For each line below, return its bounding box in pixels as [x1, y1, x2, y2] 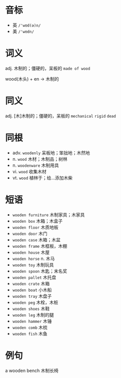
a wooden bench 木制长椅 [5, 367, 58, 373]
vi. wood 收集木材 [12, 168, 46, 174]
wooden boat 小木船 [12, 286, 52, 293]
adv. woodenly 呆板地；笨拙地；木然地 [12, 150, 90, 156]
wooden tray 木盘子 [12, 293, 52, 299]
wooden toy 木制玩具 [12, 261, 54, 268]
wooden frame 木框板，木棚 [12, 243, 67, 249]
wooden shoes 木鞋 [12, 305, 50, 311]
